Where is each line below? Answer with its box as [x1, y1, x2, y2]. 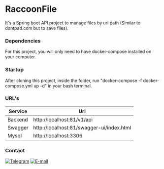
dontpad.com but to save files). [5, 25, 69, 31]
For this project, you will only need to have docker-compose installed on [5, 48, 152, 55]
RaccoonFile [5, 3, 57, 15]
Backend [7, 116, 28, 123]
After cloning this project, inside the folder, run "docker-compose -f [5, 78, 142, 84]
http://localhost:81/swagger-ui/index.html [33, 124, 131, 131]
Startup [5, 66, 24, 73]
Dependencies [5, 37, 41, 44]
